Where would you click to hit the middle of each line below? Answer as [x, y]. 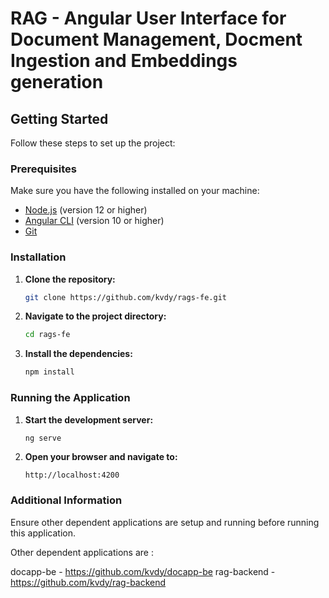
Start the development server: [89, 419]
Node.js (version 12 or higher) [86, 210]
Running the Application [70, 398]
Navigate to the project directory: [95, 316]
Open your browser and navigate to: [101, 457]
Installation [38, 257]
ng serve [43, 438]
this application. [43, 533]
